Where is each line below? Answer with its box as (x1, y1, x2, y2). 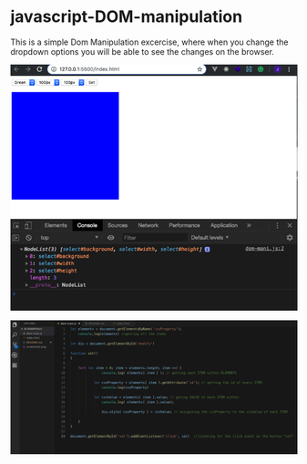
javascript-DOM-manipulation (10, 6, 243, 27)
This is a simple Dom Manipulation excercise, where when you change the (10, 36, 289, 47)
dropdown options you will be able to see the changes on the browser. (10, 46, 274, 57)
